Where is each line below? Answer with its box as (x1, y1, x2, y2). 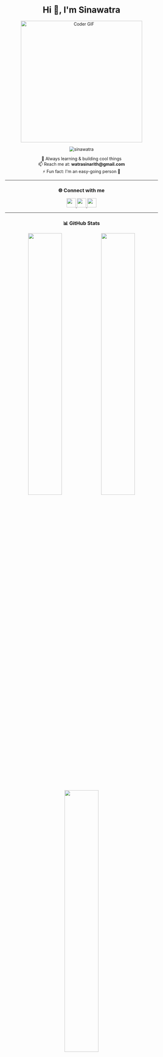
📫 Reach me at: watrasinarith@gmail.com (38, 161, 125, 167)
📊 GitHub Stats (63, 220, 100, 227)
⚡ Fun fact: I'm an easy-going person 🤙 (42, 168, 121, 174)
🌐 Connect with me (58, 187, 105, 194)
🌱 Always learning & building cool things (41, 156, 122, 161)
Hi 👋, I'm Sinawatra (43, 4, 120, 16)
